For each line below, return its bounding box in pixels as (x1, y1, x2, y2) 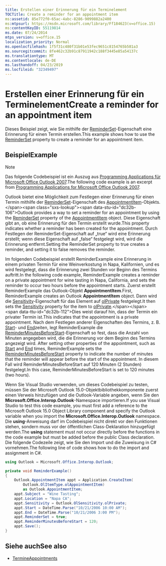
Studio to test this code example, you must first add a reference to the (5, 402, 148, 408)
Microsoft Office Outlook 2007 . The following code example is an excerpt (5, 179, 153, 185)
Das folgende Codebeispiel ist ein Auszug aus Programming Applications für (5, 173, 161, 179)
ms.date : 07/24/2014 (5, 30, 48, 35)
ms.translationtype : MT (5, 53, 54, 58)
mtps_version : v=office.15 (5, 35, 61, 40)
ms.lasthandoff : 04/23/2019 (5, 62, 63, 67)
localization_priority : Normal (5, 40, 70, 45)
